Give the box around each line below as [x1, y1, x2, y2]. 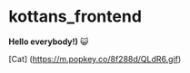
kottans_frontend [8, 6, 143, 27]
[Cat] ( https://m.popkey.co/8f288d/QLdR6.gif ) [8, 53, 182, 64]
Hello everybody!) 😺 [8, 36, 89, 47]
